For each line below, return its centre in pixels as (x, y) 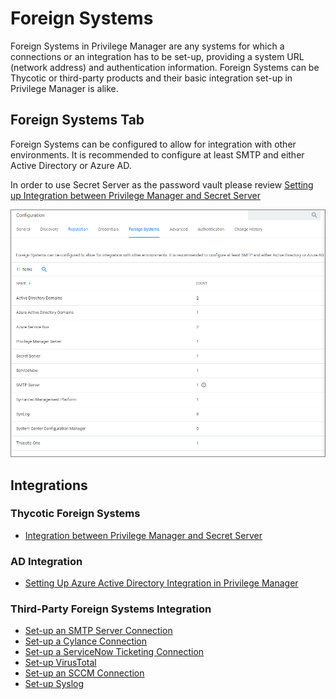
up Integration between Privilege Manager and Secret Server (135, 195)
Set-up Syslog (54, 684)
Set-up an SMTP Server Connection (98, 631)
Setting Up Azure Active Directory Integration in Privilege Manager (161, 583)
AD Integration (46, 561)
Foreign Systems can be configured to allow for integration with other (153, 144)
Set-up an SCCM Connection (84, 673)
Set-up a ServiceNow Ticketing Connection (114, 652)
